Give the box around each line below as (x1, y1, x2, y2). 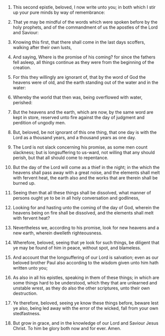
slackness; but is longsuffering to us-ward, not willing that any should (12, 150, 155, 155)
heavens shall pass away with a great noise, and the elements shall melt (12, 169, 160, 175)
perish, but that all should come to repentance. (12, 155, 109, 161)
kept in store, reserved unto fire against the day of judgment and (12, 114, 145, 120)
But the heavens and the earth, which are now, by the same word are (12, 109, 154, 115)
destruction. (12, 290, 38, 296)
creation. (12, 64, 31, 70)
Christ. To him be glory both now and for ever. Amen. (12, 326, 121, 331)
